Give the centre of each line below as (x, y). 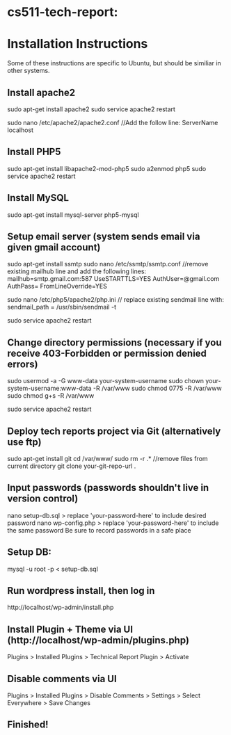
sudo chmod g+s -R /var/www (51, 396)
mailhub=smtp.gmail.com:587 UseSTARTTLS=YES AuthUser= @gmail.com (113, 279)
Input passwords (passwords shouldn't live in (108, 488)
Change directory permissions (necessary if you (114, 342)
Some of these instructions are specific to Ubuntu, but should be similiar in (114, 63)
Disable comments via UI (62, 679)
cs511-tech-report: (63, 12)
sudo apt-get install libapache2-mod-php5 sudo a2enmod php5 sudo (107, 168)
